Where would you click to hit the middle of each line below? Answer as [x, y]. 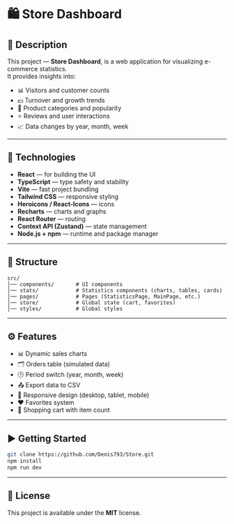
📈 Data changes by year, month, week [73, 126]
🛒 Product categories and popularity [69, 108]
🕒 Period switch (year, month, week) [70, 375]
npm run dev [24, 467]
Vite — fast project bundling [58, 189]
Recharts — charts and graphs [62, 211]
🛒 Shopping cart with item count [63, 410]
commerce [23, 69]
